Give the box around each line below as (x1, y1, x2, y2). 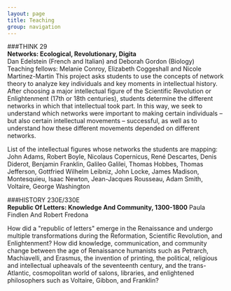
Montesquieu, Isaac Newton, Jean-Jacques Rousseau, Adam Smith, (7, 175, 203, 183)
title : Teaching (7, 17, 55, 24)
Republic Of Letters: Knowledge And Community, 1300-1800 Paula (7, 204, 205, 212)
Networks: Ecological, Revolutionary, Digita (7, 50, 136, 58)
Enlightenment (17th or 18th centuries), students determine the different (7, 94, 213, 103)
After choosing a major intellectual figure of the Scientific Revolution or (7, 87, 211, 95)
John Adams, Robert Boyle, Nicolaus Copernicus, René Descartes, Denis (7, 152, 217, 161)
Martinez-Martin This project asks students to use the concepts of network (7, 72, 224, 80)
